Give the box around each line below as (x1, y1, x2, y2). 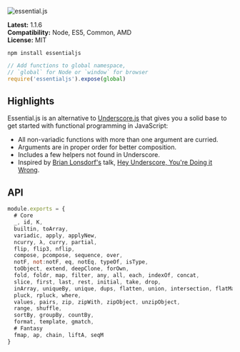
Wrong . (17, 166, 40, 174)
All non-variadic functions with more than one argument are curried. (17, 136, 219, 144)
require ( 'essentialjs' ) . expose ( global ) (7, 75, 126, 82)
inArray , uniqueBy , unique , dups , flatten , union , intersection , (14, 285, 213, 292)
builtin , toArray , (14, 225, 69, 232)
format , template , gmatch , (14, 318, 94, 326)
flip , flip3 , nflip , (14, 245, 75, 253)
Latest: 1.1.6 (7, 21, 43, 29)
